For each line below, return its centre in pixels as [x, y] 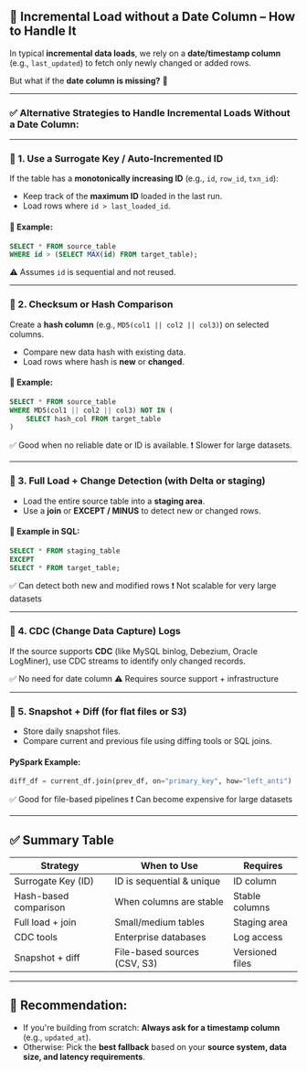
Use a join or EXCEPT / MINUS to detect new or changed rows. [142, 510]
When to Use [169, 865]
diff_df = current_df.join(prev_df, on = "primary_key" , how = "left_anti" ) [151, 781]
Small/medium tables [159, 922]
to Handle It [43, 32]
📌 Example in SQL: [45, 532]
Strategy [60, 865]
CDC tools [36, 937]
